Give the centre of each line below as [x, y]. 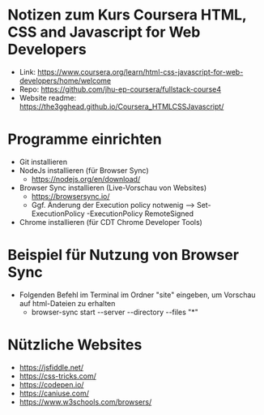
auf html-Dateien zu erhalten [67, 303]
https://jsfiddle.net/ [51, 367]
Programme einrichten [85, 139]
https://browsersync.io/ [70, 196]
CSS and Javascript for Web [104, 32]
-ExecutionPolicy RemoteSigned [140, 214]
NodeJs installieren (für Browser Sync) [84, 170]
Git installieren [43, 162]
